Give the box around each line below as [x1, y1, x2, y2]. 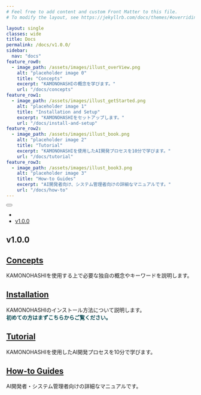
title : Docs [6, 37, 36, 43]
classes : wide [6, 31, 42, 37]
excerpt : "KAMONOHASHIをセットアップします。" [17, 115, 124, 121]
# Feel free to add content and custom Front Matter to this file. [6, 8, 178, 15]
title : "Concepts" [17, 76, 63, 82]
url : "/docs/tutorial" [17, 154, 74, 160]
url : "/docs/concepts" [17, 86, 74, 93]
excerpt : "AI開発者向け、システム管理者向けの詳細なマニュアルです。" [17, 181, 172, 188]
